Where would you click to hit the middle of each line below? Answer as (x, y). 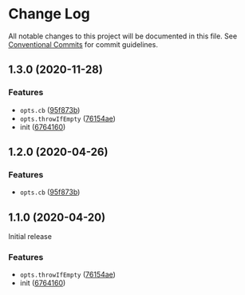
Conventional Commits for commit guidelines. (83, 44)
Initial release (30, 237)
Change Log (49, 14)
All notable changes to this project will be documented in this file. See (123, 36)
